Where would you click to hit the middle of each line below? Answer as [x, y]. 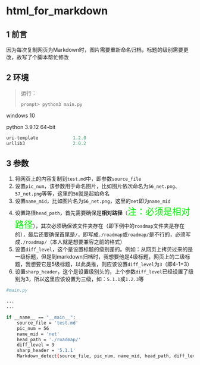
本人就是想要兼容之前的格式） [89, 242]
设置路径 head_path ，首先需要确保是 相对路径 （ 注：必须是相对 [102, 212]
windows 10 [21, 115]
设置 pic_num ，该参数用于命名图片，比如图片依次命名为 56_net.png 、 [97, 186]
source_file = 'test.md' [48, 323]
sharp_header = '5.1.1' [46, 351]
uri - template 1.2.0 [46, 138]
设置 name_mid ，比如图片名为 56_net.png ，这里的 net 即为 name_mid [93, 201]
